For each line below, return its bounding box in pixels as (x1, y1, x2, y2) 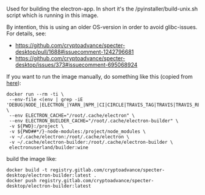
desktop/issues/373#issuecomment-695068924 (15, 61, 138, 68)
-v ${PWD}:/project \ (9, 123, 64, 129)
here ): (6, 79, 21, 87)
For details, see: (6, 30, 47, 37)
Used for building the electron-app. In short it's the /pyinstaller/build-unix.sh (6, 5, 198, 12)
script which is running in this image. (6, 12, 99, 19)
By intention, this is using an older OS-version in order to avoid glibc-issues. (6, 24, 198, 30)
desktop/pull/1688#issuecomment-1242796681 (15, 48, 134, 55)
